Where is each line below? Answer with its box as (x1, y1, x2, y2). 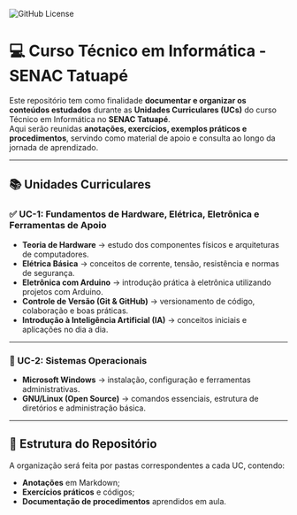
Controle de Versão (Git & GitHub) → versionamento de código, (21, 296, 255, 306)
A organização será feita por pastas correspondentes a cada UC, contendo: (9, 460, 286, 471)
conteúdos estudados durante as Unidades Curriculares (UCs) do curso (9, 104, 277, 115)
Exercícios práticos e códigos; (21, 487, 135, 497)
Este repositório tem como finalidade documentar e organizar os (9, 95, 247, 105)
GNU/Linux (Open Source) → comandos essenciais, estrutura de (21, 393, 259, 404)
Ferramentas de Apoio (9, 219, 108, 232)
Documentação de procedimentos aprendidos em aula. (21, 496, 227, 506)
